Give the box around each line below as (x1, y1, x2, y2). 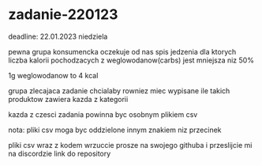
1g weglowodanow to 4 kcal (8, 70, 99, 80)
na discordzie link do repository (8, 149, 111, 158)
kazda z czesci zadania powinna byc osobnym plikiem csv (8, 109, 198, 119)
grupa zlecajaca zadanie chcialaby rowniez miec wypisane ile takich (8, 85, 230, 96)
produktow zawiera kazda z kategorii (8, 94, 129, 104)
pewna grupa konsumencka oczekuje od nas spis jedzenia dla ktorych (8, 47, 237, 56)
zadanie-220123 (8, 6, 118, 24)
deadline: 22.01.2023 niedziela (8, 32, 108, 41)
